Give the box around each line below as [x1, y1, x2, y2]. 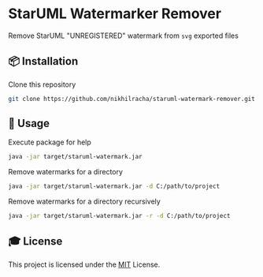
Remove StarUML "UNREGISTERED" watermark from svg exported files [8, 31, 239, 40]
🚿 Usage [8, 117, 50, 130]
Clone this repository [8, 80, 76, 89]
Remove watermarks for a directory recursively [8, 197, 161, 206]
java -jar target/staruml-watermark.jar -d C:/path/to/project [8, 182, 220, 190]
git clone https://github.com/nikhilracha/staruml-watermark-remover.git [8, 95, 256, 103]
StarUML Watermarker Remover [8, 5, 222, 23]
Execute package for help [8, 137, 92, 147]
